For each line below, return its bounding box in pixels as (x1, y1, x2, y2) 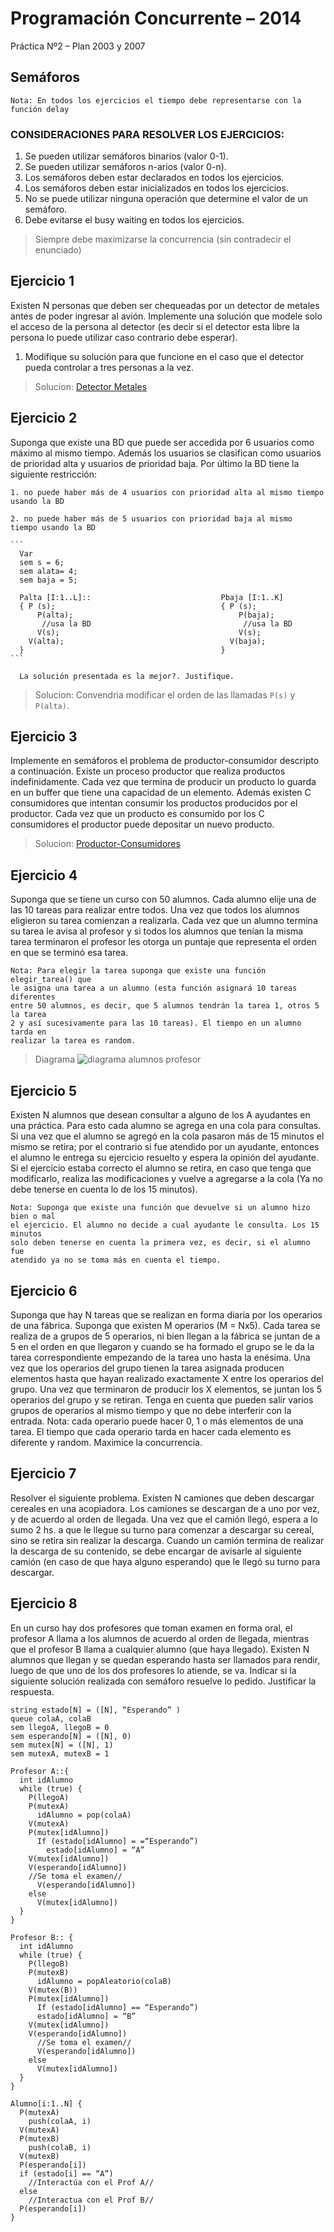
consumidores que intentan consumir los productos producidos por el (10, 797, 298, 809)
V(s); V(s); (36, 627, 262, 637)
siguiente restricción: (10, 468, 98, 480)
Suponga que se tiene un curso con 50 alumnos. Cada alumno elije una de (10, 893, 317, 906)
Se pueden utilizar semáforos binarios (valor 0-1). (24, 150, 229, 162)
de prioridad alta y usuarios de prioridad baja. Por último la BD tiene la (10, 457, 300, 469)
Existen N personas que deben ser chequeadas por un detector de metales (10, 299, 320, 311)
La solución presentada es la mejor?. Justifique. (19, 671, 235, 681)
